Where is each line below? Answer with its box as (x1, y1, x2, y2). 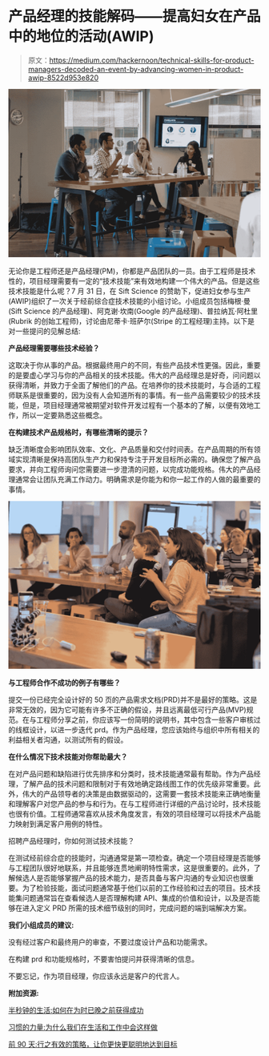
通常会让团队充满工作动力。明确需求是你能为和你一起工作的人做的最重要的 (14, 474, 261, 484)
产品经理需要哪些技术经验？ (8, 343, 100, 353)
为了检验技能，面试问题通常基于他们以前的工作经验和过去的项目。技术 (22, 883, 254, 893)
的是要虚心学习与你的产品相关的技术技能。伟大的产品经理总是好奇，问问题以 (8, 370, 261, 380)
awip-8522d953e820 (27, 73, 98, 83)
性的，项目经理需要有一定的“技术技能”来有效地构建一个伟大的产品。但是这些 (8, 276, 260, 285)
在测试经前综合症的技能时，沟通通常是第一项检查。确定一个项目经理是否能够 (8, 853, 261, 863)
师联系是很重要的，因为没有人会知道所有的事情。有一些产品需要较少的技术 (8, 390, 254, 400)
